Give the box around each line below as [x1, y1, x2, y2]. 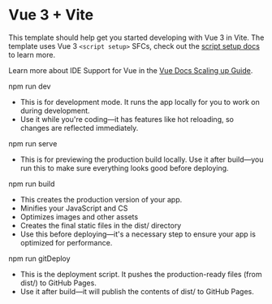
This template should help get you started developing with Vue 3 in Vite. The [8, 33, 265, 42]
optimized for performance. [19, 237, 113, 247]
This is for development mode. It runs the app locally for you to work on [19, 97, 260, 106]
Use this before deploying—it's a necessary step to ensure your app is [19, 229, 256, 239]
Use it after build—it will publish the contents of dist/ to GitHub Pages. [19, 286, 254, 296]
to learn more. [8, 50, 55, 59]
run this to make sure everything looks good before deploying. [19, 163, 229, 172]
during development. [19, 106, 91, 115]
